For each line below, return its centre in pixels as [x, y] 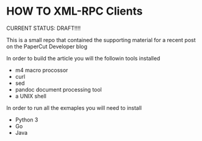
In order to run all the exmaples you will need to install [74, 107]
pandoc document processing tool [58, 89]
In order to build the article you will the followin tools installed [83, 58]
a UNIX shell [31, 96]
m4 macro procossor [41, 70]
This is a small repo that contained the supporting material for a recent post [101, 40]
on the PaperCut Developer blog [47, 46]
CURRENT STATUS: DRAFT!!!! [44, 28]
